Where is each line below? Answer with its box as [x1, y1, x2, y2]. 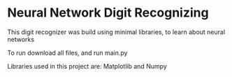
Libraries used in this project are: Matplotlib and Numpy [7, 62, 168, 70]
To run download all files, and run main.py [7, 49, 128, 57]
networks [7, 35, 35, 43]
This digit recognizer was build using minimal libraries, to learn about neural [7, 28, 226, 36]
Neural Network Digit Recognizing [7, 5, 209, 21]
